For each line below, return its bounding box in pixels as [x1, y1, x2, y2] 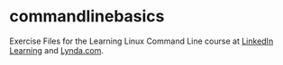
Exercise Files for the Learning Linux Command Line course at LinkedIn [9, 36, 274, 46]
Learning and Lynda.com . [9, 45, 104, 55]
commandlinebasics [9, 6, 165, 27]
